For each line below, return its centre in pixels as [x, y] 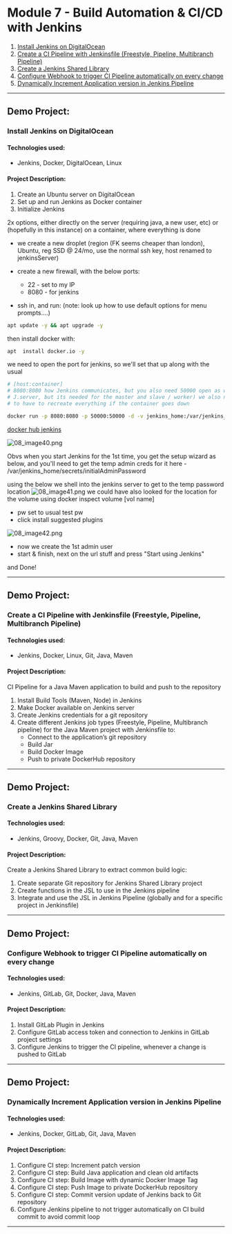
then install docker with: [41, 338]
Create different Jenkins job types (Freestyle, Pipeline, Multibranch [113, 722]
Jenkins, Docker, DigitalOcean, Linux [69, 163]
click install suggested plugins [60, 519]
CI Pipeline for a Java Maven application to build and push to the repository [114, 686]
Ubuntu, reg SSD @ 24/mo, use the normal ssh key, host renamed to [114, 250]
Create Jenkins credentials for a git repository [83, 715]
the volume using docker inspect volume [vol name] [81, 498]
